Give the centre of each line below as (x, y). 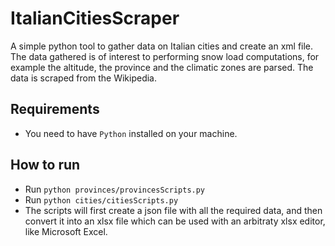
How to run (45, 165)
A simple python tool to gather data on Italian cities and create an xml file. (162, 46)
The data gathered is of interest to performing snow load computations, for (165, 56)
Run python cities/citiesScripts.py (101, 199)
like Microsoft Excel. (66, 231)
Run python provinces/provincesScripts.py (115, 189)
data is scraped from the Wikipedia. (83, 78)
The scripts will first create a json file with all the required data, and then (173, 210)
